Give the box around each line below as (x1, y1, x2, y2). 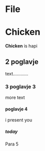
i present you (5, 117, 32, 123)
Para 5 (5, 141, 19, 147)
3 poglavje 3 (5, 83, 36, 90)
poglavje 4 (5, 106, 28, 112)
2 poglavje (5, 57, 38, 66)
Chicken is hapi (5, 43, 37, 49)
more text (5, 94, 25, 100)
